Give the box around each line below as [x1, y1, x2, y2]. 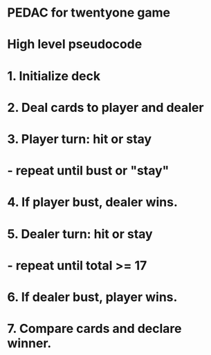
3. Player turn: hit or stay [7, 131, 152, 146]
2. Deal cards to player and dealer [7, 99, 204, 115]
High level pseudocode [7, 37, 143, 52]
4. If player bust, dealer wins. [7, 195, 178, 210]
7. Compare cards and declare [7, 321, 182, 336]
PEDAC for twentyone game [7, 5, 171, 21]
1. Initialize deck [7, 68, 101, 84]
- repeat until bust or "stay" [7, 163, 169, 179]
